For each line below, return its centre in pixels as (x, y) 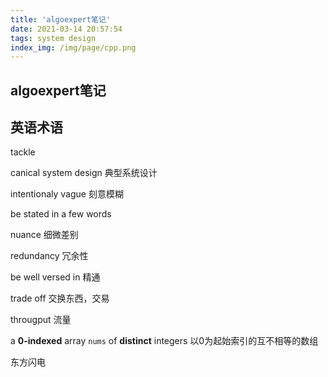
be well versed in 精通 (55, 277)
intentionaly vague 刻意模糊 (67, 194)
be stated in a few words (61, 214)
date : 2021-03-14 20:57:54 (66, 29)
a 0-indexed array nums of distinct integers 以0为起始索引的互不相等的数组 (164, 341)
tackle (23, 152)
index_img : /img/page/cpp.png (73, 47)
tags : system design (53, 38)
